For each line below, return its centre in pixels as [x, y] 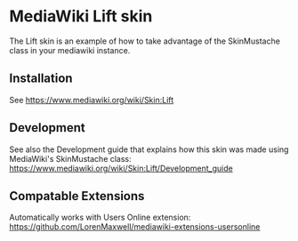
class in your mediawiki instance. [70, 50]
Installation [41, 79]
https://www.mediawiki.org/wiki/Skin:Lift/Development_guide [121, 168]
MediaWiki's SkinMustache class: [70, 158]
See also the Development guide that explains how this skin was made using [149, 149]
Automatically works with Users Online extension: [100, 217]
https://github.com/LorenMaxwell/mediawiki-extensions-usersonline [135, 227]
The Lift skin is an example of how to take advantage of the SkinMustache [145, 41]
